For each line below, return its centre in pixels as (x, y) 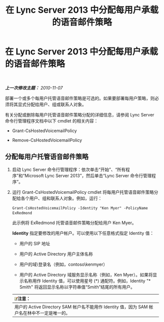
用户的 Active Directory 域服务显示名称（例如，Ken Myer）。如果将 (86, 275)
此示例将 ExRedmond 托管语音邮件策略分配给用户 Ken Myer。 (74, 223)
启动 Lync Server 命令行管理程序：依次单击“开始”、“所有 (69, 169)
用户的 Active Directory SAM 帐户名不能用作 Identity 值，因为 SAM (81, 307)
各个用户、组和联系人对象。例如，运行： (61, 198)
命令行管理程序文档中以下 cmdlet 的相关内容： (52, 121)
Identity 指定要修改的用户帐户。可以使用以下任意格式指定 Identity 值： (83, 233)
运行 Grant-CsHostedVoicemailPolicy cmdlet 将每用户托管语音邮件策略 (83, 192)
